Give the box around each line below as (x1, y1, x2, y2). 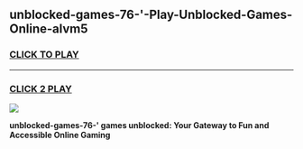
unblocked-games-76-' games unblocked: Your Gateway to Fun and (9, 119, 270, 130)
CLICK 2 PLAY (9, 82, 72, 95)
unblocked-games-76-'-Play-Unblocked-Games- (9, 7, 293, 23)
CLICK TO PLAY (9, 49, 79, 61)
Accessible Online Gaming (9, 129, 111, 140)
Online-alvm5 (9, 22, 88, 37)
